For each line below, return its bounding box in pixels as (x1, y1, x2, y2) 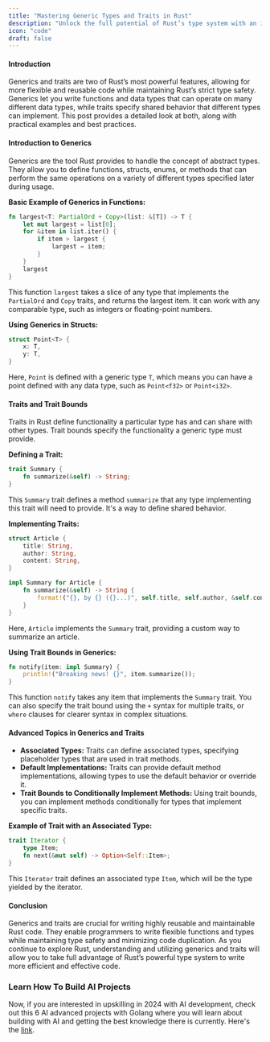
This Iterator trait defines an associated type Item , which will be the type (8, 873, 253, 883)
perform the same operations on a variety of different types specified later (8, 173, 255, 183)
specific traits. (19, 806, 67, 815)
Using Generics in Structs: (8, 319, 98, 330)
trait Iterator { (8, 837, 67, 845)
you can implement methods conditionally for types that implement (19, 797, 243, 806)
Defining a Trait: (8, 449, 63, 459)
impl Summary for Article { (8, 579, 103, 587)
